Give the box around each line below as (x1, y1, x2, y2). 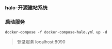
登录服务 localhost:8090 (16, 39, 65, 45)
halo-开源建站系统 (5, 4, 48, 11)
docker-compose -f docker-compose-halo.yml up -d (5, 30, 108, 35)
